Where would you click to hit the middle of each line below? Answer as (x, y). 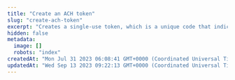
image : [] (28, 46)
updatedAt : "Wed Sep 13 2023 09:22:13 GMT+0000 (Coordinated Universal (114, 65)
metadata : (22, 40)
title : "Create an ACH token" (51, 14)
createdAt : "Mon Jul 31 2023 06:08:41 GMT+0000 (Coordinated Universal (114, 59)
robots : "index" (37, 53)
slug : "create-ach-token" (45, 20)
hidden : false (28, 33)
